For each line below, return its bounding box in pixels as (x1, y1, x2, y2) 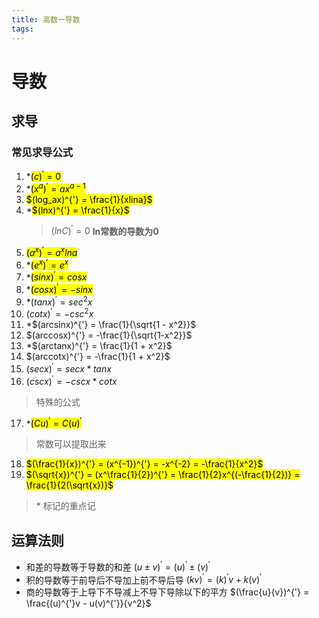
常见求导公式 (11, 146, 74, 159)
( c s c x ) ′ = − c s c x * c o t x (25, 373, 118, 387)
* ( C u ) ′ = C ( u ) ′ (25, 416, 83, 430)
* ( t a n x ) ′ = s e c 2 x (25, 294, 93, 308)
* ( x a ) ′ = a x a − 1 (25, 181, 86, 195)
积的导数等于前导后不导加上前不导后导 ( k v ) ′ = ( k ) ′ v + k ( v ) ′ (25, 572, 262, 586)
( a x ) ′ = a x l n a (25, 245, 78, 258)
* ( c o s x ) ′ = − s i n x (25, 282, 93, 295)
